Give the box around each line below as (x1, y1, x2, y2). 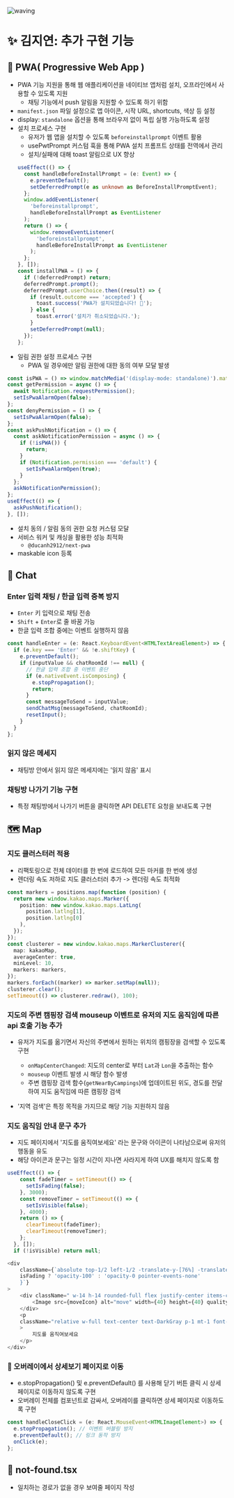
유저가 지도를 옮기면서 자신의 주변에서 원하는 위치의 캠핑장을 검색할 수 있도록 (17, 1038, 226, 1046)
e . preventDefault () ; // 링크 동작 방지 (13, 1431, 120, 1439)
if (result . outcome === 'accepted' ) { (30, 293, 143, 301)
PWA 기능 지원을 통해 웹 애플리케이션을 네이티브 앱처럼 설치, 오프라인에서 (17, 81, 217, 88)
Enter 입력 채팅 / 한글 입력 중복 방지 (7, 592, 120, 601)
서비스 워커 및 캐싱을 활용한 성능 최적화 (17, 533, 124, 541)
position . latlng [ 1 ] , (25, 908, 86, 915)
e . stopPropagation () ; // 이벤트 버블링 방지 (13, 1426, 134, 1433)
